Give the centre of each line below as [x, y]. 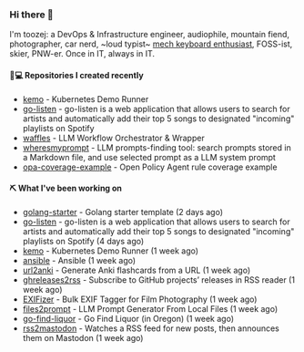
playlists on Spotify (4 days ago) [83, 241]
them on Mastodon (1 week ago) [83, 337]
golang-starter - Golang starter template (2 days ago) [123, 212]
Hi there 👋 [32, 15]
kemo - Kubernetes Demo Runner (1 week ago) [110, 251]
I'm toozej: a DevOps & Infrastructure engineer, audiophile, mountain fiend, [149, 35]
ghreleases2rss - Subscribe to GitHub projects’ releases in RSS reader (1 [159, 280]
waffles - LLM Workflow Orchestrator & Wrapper [113, 138]
